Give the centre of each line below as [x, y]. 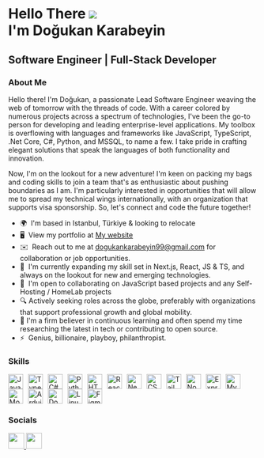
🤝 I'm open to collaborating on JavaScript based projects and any [127, 283]
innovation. [26, 158]
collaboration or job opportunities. [75, 258]
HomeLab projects [81, 291]
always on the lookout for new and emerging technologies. [115, 274]
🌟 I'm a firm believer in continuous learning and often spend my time [131, 320]
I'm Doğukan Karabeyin [87, 30]
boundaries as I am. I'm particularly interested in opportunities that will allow [132, 190]
